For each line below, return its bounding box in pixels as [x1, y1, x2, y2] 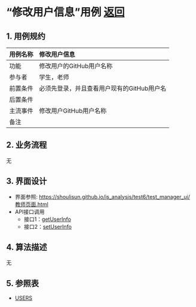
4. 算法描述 [6, 242, 47, 253]
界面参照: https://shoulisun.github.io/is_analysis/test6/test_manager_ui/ [14, 193, 190, 200]
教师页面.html [14, 201, 49, 208]
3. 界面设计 [6, 176, 47, 186]
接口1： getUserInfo [23, 216, 72, 223]
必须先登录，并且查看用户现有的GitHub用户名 [39, 84, 167, 93]
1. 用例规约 [6, 31, 46, 41]
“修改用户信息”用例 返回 [6, 5, 125, 19]
